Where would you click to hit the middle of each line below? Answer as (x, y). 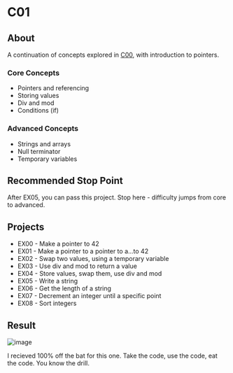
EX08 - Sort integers (47, 303)
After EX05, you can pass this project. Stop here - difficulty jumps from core (117, 197)
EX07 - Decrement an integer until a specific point (89, 296)
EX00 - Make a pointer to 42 (58, 244)
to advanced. (26, 205)
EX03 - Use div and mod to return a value (77, 266)
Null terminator (39, 151)
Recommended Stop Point (65, 180)
